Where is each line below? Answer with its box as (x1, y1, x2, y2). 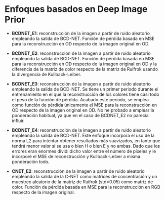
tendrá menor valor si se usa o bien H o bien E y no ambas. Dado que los (11, 143, 160, 149)
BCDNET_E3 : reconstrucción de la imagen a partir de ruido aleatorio (11, 80, 151, 87)
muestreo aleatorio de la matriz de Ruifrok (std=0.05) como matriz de (11, 179, 154, 185)
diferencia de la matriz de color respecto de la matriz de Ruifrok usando (11, 66, 158, 72)
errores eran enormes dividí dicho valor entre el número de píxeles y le (11, 148, 156, 154)
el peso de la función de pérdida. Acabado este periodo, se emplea (11, 96, 149, 102)
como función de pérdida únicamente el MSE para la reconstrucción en (11, 102, 157, 108)
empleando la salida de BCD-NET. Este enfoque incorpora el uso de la (11, 132, 155, 138)
